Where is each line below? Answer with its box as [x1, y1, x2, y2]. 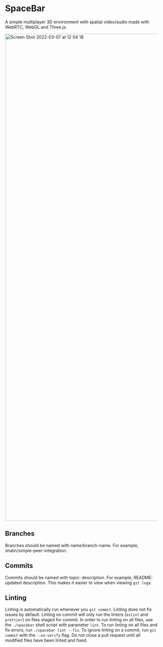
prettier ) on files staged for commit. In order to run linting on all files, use [5, 617, 153, 623]
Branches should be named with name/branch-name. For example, [5, 542, 139, 548]
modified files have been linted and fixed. [5, 637, 88, 643]
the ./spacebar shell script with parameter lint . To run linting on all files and [5, 622, 158, 628]
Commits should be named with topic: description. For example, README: [5, 574, 153, 580]
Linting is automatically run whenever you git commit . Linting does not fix [5, 607, 152, 613]
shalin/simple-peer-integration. [5, 548, 67, 553]
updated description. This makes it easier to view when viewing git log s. [5, 580, 152, 585]
